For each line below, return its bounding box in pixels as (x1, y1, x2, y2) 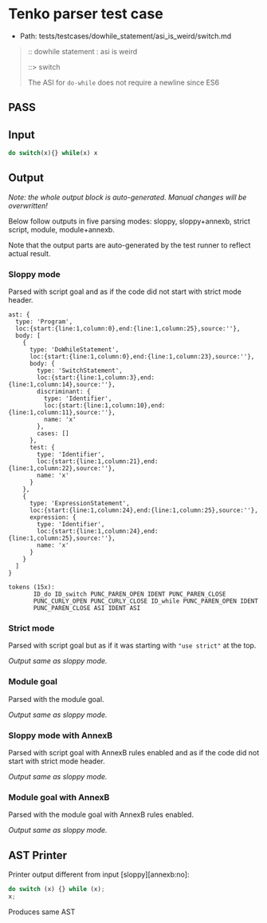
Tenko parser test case (8, 5, 163, 23)
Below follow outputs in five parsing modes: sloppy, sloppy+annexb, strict (8, 216, 251, 226)
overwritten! (8, 200, 48, 210)
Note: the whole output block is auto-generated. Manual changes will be (8, 192, 247, 202)
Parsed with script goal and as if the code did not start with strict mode (8, 287, 241, 296)
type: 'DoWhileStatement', (29, 346, 120, 354)
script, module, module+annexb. (8, 224, 116, 234)
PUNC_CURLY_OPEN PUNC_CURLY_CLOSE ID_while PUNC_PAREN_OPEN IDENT (33, 597, 259, 605)
